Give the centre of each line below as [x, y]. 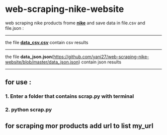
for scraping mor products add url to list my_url [79, 126]
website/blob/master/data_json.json [42, 62]
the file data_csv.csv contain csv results [47, 42]
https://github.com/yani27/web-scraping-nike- [101, 57]
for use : [18, 82]
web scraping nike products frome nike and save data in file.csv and [75, 23]
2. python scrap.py [29, 110]
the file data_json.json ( [29, 57]
